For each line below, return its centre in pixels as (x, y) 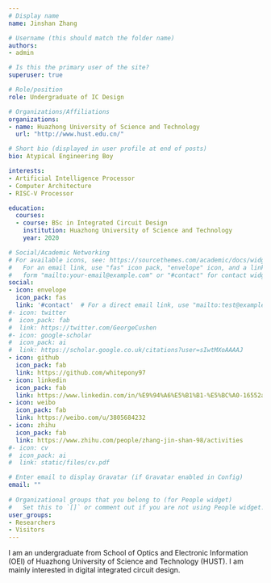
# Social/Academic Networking (59, 252)
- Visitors (27, 530)
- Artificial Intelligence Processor (72, 178)
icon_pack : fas (41, 298)
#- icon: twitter (38, 312)
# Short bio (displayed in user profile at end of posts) (108, 149)
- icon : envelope (38, 290)
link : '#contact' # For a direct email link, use (102, 305)
